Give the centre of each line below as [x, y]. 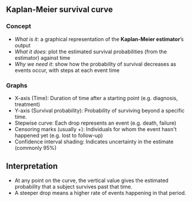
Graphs [17, 85]
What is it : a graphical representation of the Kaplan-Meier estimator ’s [99, 39]
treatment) [27, 104]
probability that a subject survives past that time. [73, 186]
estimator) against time [42, 57]
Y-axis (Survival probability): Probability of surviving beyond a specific [100, 110]
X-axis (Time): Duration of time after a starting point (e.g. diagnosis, [96, 98]
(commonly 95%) [35, 148]
